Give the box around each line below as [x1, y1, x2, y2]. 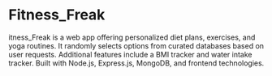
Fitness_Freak [8, 6, 106, 24]
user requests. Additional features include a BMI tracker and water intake [8, 49, 253, 59]
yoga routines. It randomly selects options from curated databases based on [8, 40, 265, 50]
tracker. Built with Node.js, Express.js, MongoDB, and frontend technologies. [8, 58, 265, 68]
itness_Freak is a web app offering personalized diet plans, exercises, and [8, 32, 256, 42]
